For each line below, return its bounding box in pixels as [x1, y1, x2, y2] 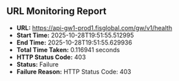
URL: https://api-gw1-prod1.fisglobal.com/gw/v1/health [16, 23, 173, 32]
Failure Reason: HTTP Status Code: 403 [16, 67, 131, 76]
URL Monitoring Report [6, 5, 107, 17]
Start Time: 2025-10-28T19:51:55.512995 [16, 31, 134, 39]
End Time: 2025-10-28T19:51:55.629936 [16, 38, 132, 47]
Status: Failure [16, 60, 59, 68]
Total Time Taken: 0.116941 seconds [16, 45, 120, 54]
